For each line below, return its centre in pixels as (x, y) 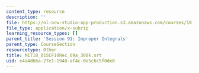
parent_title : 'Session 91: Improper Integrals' (67, 39)
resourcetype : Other (32, 50)
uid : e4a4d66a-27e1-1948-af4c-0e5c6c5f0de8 (61, 61)
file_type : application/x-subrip (47, 28)
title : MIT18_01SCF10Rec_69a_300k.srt (54, 55)
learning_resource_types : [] (42, 34)
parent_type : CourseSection (41, 45)
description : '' (26, 17)
